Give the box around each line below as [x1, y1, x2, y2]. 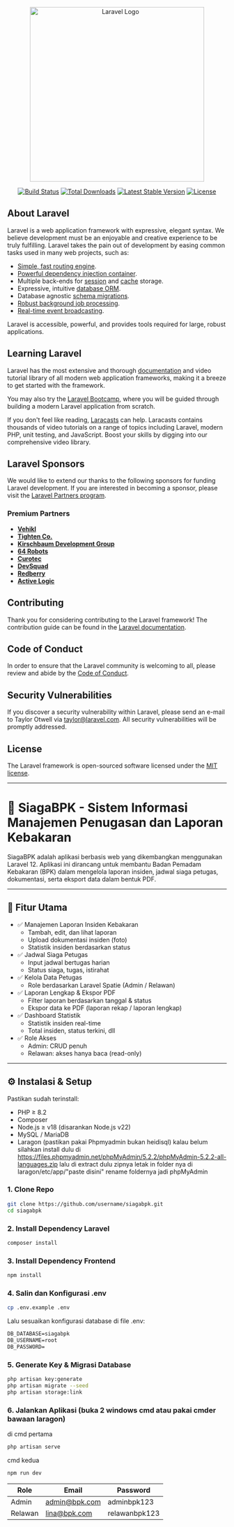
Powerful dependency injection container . [17, 269, 137, 277]
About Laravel [7, 207, 70, 219]
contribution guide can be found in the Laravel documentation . [7, 622, 187, 631]
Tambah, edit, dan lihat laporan [27, 928, 117, 936]
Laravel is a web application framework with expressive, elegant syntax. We [7, 226, 225, 234]
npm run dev [7, 1469, 42, 1477]
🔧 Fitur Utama [7, 902, 68, 914]
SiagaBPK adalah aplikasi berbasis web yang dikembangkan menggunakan [7, 852, 223, 861]
